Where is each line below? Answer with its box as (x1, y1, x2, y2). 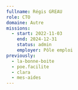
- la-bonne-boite (11, 58, 55, 64)
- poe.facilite (11, 63, 49, 70)
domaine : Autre (6, 20, 44, 25)
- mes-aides (11, 75, 42, 81)
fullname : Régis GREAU (6, 8, 63, 15)
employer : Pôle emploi (17, 47, 73, 53)
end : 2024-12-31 (17, 36, 58, 42)
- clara (11, 69, 31, 75)
